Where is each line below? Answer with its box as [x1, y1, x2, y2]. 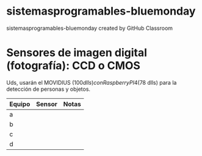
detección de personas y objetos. [6, 85, 90, 93]
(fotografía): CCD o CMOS [6, 59, 140, 73]
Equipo [9, 99, 31, 108]
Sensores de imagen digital [6, 46, 148, 60]
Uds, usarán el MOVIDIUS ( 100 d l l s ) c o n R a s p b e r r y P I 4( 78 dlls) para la [6, 79, 177, 86]
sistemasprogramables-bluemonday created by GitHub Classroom [6, 24, 173, 32]
